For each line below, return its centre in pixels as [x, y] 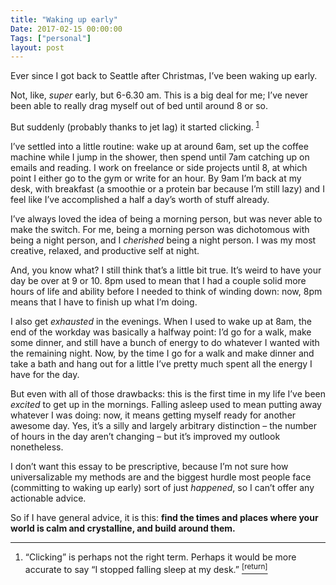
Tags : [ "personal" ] [51, 38]
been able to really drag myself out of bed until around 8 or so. [139, 106]
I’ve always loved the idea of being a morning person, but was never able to [166, 218]
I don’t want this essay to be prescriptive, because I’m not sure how [149, 466]
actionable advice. [48, 498]
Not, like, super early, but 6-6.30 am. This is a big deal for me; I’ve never [159, 95]
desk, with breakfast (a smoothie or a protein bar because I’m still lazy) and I [167, 188]
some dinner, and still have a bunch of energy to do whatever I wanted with [165, 342]
